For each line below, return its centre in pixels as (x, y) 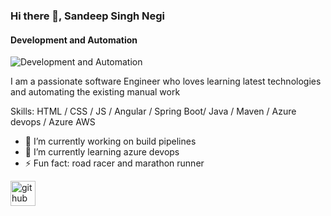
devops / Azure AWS (53, 122)
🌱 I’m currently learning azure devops (102, 152)
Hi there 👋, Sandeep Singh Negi (88, 16)
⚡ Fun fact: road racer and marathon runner (114, 163)
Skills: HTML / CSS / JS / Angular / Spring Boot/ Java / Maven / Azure (153, 111)
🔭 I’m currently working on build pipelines (110, 141)
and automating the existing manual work (95, 92)
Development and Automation (74, 40)
